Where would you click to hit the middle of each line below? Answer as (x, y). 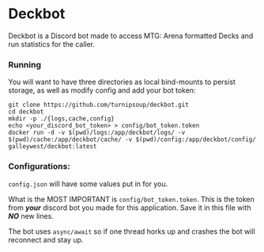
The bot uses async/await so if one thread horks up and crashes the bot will (132, 231)
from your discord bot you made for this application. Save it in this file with (130, 208)
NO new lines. (31, 216)
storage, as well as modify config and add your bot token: (102, 90)
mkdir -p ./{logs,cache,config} (61, 119)
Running (25, 64)
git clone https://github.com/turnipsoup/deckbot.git (99, 105)
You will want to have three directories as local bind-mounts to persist (122, 82)
